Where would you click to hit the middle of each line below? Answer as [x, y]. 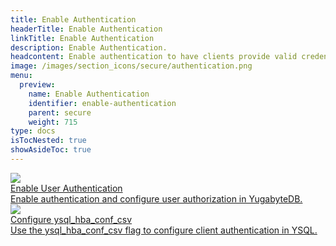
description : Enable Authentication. [89, 47]
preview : [37, 85]
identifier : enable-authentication [102, 103]
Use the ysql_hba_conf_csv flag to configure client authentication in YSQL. [164, 230]
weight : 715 [53, 122]
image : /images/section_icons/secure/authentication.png [131, 66]
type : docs [33, 131]
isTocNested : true [48, 141]
